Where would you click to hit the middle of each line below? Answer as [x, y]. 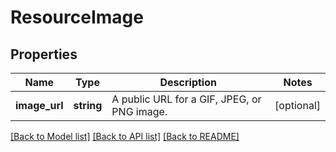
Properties [44, 54]
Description [188, 82]
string [88, 105]
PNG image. [139, 111]
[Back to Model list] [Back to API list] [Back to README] [125, 136]
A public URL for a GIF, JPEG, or [186, 99]
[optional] [297, 105]
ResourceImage [77, 17]
